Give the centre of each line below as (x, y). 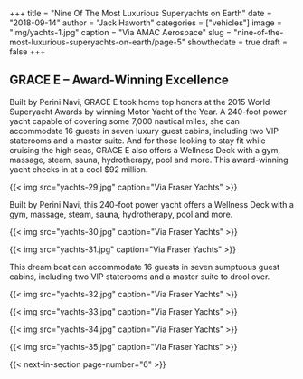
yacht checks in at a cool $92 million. (79, 169)
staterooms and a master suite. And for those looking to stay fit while (137, 141)
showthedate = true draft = (237, 42)
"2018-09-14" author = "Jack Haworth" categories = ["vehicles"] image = (146, 23)
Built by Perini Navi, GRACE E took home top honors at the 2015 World (140, 102)
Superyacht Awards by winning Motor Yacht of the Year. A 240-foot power (148, 112)
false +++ (28, 52)
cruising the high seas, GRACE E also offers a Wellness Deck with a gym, (145, 150)
